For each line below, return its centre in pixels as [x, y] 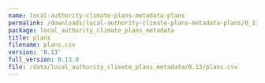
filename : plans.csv [42, 45]
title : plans [30, 38]
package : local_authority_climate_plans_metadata [91, 30]
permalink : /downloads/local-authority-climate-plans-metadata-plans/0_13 [134, 23]
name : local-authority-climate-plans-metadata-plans [97, 15]
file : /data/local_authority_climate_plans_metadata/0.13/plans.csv [123, 67]
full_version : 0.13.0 [44, 60]
